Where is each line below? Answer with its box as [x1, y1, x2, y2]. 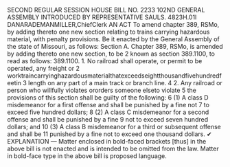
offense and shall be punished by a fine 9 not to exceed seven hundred [7, 115, 208, 123]
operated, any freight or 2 [7, 65, 80, 72]
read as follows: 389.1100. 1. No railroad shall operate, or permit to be [7, 57, 203, 65]
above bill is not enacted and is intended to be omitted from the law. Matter [7, 144, 219, 153]
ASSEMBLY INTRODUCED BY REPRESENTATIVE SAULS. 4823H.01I [7, 13, 197, 21]
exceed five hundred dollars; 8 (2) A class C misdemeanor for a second [7, 108, 209, 116]
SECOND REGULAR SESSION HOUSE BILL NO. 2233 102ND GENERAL [7, 6, 205, 14]
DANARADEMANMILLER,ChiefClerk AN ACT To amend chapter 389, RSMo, [7, 21, 220, 28]
